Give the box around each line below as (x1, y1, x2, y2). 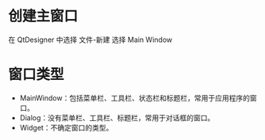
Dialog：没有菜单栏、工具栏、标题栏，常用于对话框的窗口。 (19, 112, 215, 123)
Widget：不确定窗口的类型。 (19, 123, 113, 132)
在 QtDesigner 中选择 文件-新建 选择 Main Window (8, 35, 173, 44)
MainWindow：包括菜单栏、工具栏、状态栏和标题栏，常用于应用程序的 (19, 93, 250, 103)
